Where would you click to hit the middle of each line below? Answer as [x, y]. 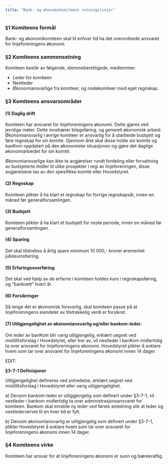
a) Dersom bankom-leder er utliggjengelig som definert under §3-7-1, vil [80, 395]
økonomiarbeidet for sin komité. [38, 151]
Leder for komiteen [32, 78]
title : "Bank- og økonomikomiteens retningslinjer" [60, 10]
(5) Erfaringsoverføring [30, 268]
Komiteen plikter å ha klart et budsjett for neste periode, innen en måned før [83, 223]
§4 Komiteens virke [29, 445]
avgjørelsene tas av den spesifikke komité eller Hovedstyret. [67, 172]
